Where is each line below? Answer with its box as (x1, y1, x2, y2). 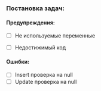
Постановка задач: (6, 4, 65, 12)
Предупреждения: (6, 19, 55, 26)
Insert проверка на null (14, 71, 73, 79)
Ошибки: (6, 58, 30, 65)
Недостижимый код (14, 44, 66, 51)
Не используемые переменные (14, 32, 96, 39)
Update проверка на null (14, 78, 77, 85)
